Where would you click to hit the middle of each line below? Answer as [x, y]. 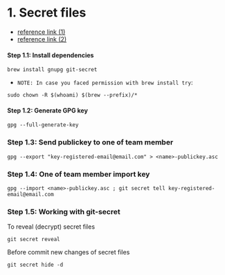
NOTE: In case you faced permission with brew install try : [105, 83]
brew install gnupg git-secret [52, 70]
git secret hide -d [35, 265]
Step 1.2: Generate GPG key [48, 110]
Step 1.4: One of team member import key [79, 174]
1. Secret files [47, 13]
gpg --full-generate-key [43, 125]
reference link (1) [41, 32]
